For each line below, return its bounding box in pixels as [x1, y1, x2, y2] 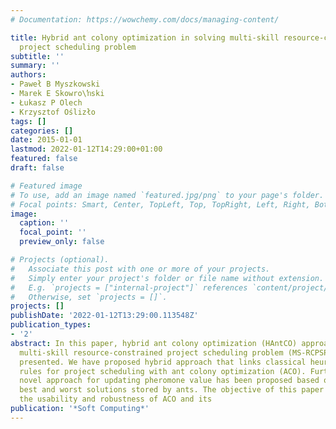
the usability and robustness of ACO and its [19, 394, 213, 405]
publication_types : [10, 320, 92, 330]
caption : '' [19, 218, 70, 228]
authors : [10, 70, 47, 80]
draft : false [10, 163, 65, 173]
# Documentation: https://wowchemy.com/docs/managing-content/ [10, 14, 280, 25]
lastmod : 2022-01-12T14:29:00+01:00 [10, 144, 163, 155]
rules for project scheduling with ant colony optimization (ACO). [19, 366, 307, 376]
